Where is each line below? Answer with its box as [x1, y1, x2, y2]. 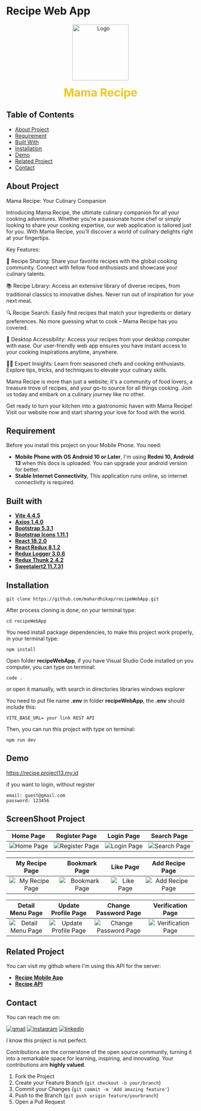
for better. [14, 466, 40, 473]
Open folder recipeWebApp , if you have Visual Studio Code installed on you [6, 657, 194, 664]
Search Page [151, 831, 188, 840]
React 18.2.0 [14, 538, 47, 545]
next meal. [6, 297, 32, 304]
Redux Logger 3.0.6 [14, 550, 66, 557]
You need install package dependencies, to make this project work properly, [6, 629, 194, 636]
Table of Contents [6, 110, 75, 120]
